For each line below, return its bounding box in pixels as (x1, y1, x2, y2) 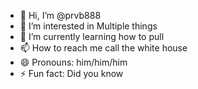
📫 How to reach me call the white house (19, 42, 188, 54)
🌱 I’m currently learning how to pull (19, 31, 165, 42)
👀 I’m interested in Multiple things (19, 20, 158, 32)
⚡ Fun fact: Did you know (19, 68, 124, 79)
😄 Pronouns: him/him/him (19, 56, 128, 68)
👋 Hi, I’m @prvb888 (19, 10, 102, 21)
